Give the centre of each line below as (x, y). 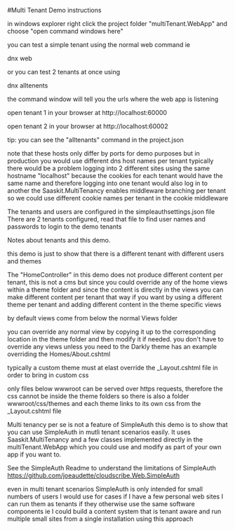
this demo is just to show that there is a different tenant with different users (116, 254)
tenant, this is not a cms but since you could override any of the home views (117, 282)
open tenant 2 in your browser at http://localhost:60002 (88, 126)
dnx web (20, 58)
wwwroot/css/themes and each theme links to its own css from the (104, 403)
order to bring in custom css (48, 375)
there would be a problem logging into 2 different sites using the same (109, 168)
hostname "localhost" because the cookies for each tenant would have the (115, 176)
